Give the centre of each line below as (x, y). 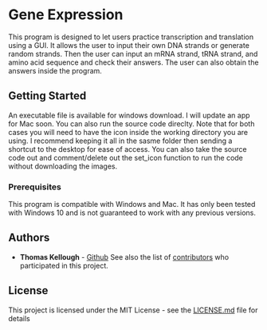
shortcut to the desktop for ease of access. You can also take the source (128, 149)
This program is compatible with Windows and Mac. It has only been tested (132, 205)
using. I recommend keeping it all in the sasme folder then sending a (120, 141)
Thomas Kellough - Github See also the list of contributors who (124, 256)
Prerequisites (35, 187)
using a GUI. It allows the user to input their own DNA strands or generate (129, 45)
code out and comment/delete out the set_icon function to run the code (126, 157)
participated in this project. (64, 265)
